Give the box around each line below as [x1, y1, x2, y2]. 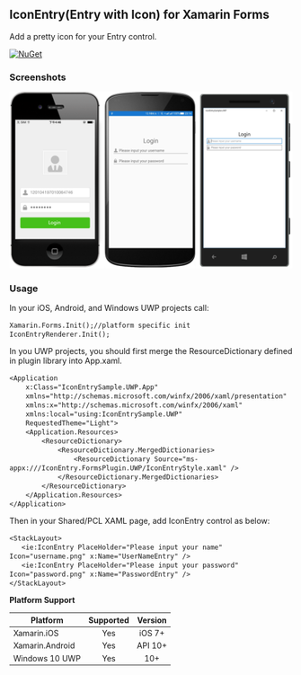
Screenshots [9, 71, 66, 84]
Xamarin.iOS [13, 628, 59, 639]
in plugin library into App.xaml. [9, 355, 123, 367]
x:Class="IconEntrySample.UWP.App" [25, 383, 159, 392]
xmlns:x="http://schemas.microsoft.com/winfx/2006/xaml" [25, 401, 243, 410]
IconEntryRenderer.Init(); [9, 330, 111, 340]
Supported [88, 615, 130, 626]
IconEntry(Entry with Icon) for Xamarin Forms [9, 7, 270, 22]
